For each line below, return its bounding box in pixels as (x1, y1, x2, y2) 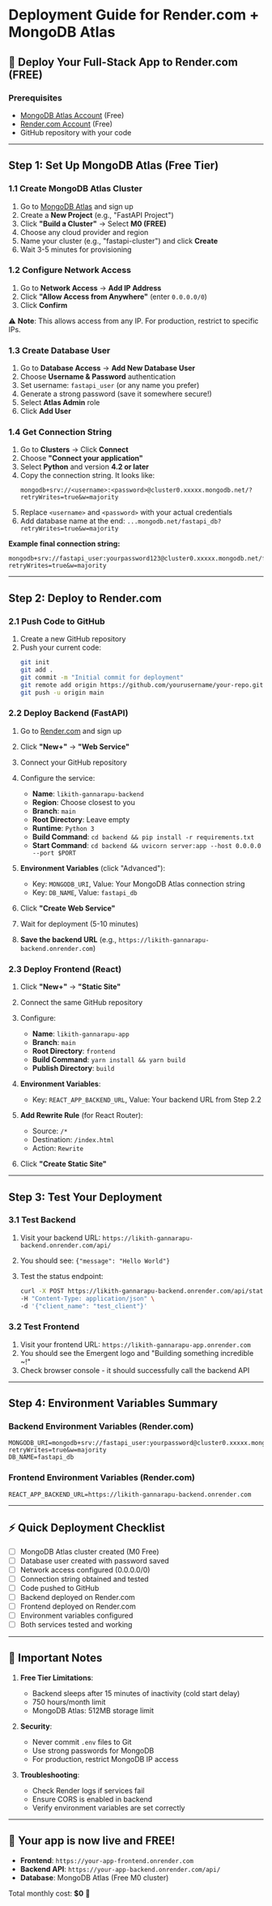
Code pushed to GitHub (19, 1583, 100, 1593)
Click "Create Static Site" (19, 1159, 107, 1169)
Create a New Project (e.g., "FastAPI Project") (19, 210, 174, 220)
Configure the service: (19, 773, 96, 782)
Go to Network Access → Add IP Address (19, 283, 162, 292)
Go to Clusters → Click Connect (19, 445, 129, 454)
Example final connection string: (8, 539, 121, 548)
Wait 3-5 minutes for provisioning (19, 245, 132, 254)
